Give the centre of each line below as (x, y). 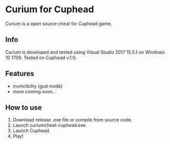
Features (20, 74)
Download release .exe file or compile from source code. (72, 120)
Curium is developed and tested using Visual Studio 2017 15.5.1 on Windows (85, 52)
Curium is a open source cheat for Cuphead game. (59, 24)
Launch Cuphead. (31, 131)
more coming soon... (34, 91)
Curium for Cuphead (50, 9)
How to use (24, 107)
